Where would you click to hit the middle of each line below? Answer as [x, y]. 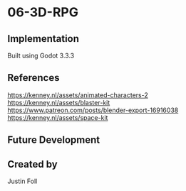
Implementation [43, 39]
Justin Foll [22, 181]
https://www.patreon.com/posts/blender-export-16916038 [93, 110]
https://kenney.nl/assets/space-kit [58, 117]
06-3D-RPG [43, 12]
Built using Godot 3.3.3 [41, 55]
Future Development [54, 140]
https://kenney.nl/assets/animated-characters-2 [78, 95]
